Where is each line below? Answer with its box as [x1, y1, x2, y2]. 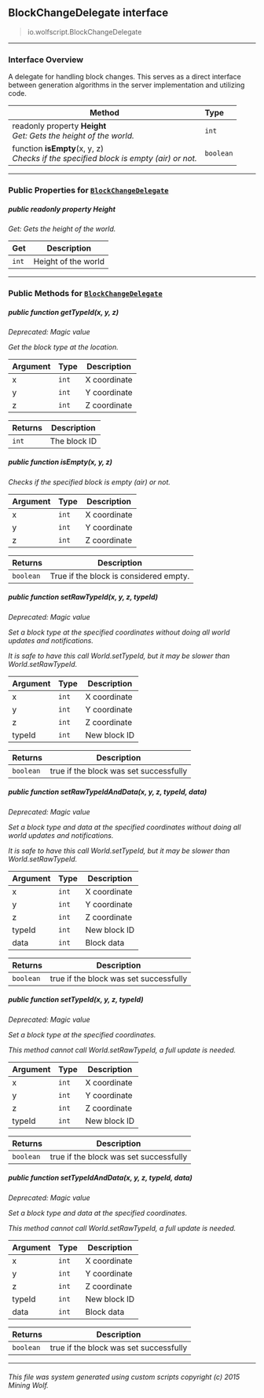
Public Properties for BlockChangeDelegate [8, 185, 169, 196]
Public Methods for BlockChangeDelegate [8, 287, 163, 298]
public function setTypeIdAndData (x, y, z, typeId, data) [8, 1173, 192, 1183]
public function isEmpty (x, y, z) [8, 457, 112, 467]
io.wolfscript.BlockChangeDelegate [27, 27, 142, 36]
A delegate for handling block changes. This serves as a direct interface [8, 72, 241, 82]
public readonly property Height [8, 204, 116, 214]
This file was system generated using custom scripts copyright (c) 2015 [8, 1372, 240, 1382]
